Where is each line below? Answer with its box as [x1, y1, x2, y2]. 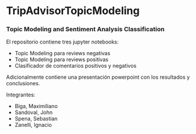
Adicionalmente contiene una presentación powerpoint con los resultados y [6, 73, 190, 81]
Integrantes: [6, 91, 35, 98]
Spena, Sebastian [14, 115, 58, 122]
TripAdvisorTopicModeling [6, 4, 140, 18]
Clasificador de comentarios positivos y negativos [14, 62, 137, 69]
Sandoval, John [14, 109, 53, 116]
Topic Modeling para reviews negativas [14, 50, 110, 57]
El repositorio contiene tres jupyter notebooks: [6, 38, 119, 45]
